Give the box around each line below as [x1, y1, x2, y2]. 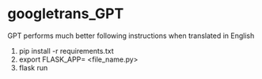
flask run [18, 62, 48, 72]
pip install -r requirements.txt [18, 46, 114, 55]
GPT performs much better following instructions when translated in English [7, 31, 255, 40]
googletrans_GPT [7, 5, 124, 23]
